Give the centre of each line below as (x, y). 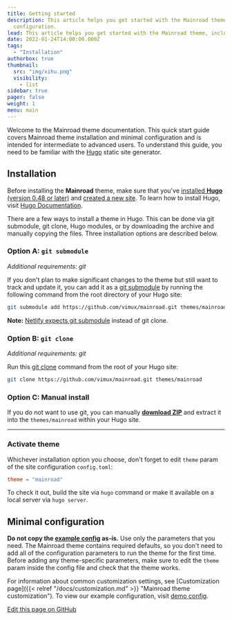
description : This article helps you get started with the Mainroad (108, 20)
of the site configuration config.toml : (60, 467)
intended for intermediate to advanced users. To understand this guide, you (115, 144)
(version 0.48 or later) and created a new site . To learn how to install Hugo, (114, 197)
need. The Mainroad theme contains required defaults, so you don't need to (115, 546)
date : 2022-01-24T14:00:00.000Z (54, 39)
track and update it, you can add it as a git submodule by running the (105, 287)
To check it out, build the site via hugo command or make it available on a (110, 493)
